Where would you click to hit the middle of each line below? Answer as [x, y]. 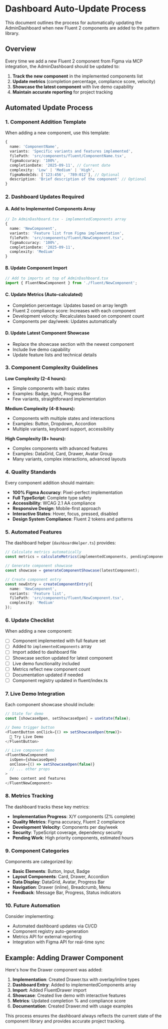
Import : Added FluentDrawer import [49, 990]
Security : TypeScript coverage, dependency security [67, 832]
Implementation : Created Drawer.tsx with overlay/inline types [76, 979]
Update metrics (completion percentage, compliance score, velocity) [84, 81]
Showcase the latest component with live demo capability [73, 87]
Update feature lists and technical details [54, 355]
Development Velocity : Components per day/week [65, 827]
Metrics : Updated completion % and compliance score [69, 1001]
